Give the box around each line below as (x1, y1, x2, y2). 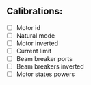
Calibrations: (6, 5, 63, 17)
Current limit (16, 47, 52, 55)
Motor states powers (16, 70, 75, 78)
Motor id (16, 23, 40, 32)
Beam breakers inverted (16, 62, 85, 71)
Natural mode (16, 31, 55, 40)
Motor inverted (16, 39, 59, 47)
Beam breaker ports (16, 55, 73, 63)
